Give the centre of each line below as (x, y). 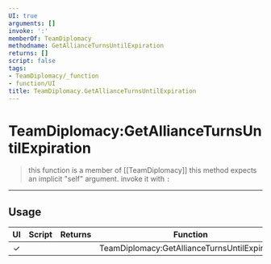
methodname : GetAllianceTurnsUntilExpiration (86, 46)
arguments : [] (32, 23)
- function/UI (32, 83)
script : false (32, 61)
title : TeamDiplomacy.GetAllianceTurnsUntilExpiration (102, 91)
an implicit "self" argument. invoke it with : (99, 179)
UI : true (23, 16)
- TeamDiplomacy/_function (54, 76)
